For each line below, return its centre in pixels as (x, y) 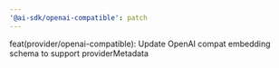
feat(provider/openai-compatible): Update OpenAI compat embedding (140, 44)
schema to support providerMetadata (79, 53)
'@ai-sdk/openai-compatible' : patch (78, 18)
